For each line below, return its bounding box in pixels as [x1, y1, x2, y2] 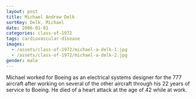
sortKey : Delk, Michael [6, 19, 65, 25]
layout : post [6, 8, 38, 15]
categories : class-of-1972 [6, 30, 72, 36]
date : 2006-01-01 [6, 25, 49, 31]
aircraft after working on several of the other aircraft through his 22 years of [6, 80, 190, 87]
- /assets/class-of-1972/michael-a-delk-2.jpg [11, 52, 128, 58]
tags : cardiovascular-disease [6, 36, 81, 42]
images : [6, 42, 25, 47]
